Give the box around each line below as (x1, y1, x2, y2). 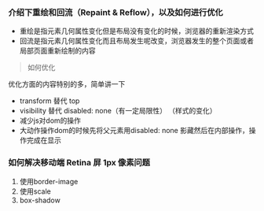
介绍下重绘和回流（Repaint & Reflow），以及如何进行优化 (8, 6, 224, 17)
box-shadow (19, 195, 60, 205)
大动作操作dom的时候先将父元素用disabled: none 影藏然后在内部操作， (19, 126, 249, 135)
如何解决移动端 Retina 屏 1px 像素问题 (8, 157, 151, 168)
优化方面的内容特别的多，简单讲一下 (8, 80, 126, 89)
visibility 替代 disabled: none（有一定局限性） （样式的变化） (19, 106, 218, 116)
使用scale (19, 187, 51, 196)
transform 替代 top (19, 96, 80, 105)
